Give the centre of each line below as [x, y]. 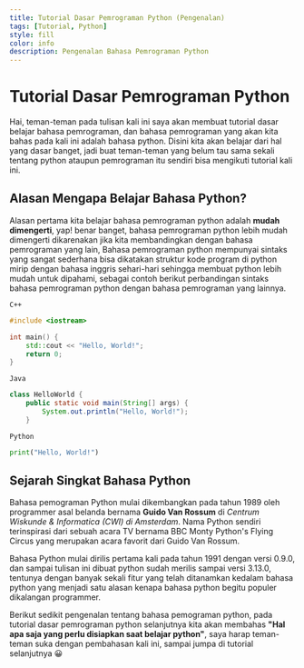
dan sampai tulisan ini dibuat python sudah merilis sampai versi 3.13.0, [141, 568]
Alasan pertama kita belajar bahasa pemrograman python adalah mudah [145, 220]
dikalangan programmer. [55, 597]
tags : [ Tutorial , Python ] [58, 26]
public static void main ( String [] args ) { [107, 404]
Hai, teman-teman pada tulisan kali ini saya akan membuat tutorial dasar [144, 122]
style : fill [32, 35]
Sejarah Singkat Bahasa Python [100, 481]
